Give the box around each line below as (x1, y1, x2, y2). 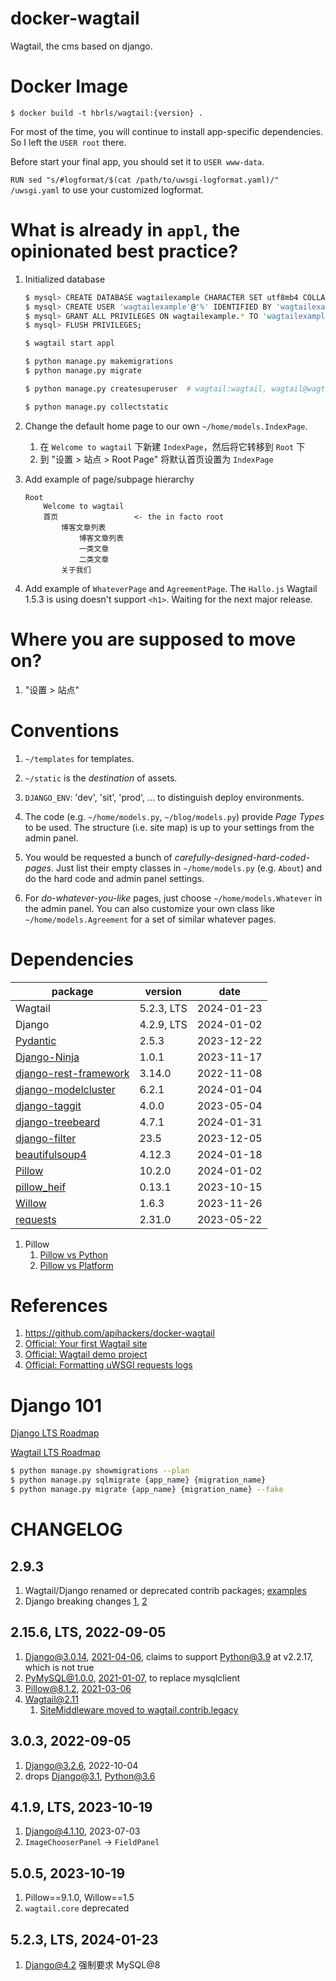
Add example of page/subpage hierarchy (24, 473, 195, 485)
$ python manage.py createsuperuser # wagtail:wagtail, (24, 383, 268, 394)
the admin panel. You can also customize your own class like (24, 902, 275, 914)
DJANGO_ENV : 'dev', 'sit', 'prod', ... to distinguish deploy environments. (24, 791, 305, 803)
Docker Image (10, 75, 129, 98)
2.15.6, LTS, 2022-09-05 (10, 1624, 167, 1641)
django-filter (15, 1131, 77, 1145)
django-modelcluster (15, 1082, 116, 1096)
